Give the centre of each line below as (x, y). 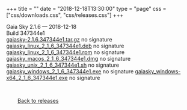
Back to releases (38, 101)
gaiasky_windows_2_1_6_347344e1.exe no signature (70, 71)
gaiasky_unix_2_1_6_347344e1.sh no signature (63, 65)
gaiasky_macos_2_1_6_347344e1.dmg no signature (69, 59)
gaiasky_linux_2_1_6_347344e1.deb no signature (65, 46)
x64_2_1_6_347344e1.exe (37, 78)
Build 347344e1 (26, 33)
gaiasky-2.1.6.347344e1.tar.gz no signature (59, 39)
